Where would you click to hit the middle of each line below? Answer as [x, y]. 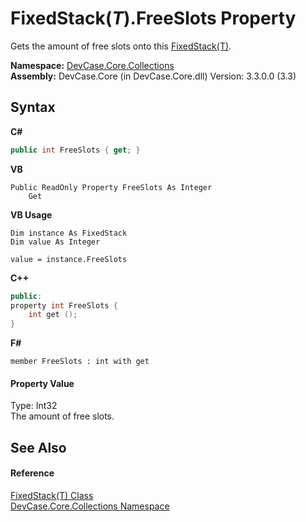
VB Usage [31, 214]
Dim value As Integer [55, 242]
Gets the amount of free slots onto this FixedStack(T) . [121, 46]
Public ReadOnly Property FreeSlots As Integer [111, 187]
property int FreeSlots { [64, 305]
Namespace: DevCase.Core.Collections [92, 65]
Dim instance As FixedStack [69, 233]
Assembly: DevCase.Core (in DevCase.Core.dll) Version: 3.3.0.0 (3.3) [153, 76]
